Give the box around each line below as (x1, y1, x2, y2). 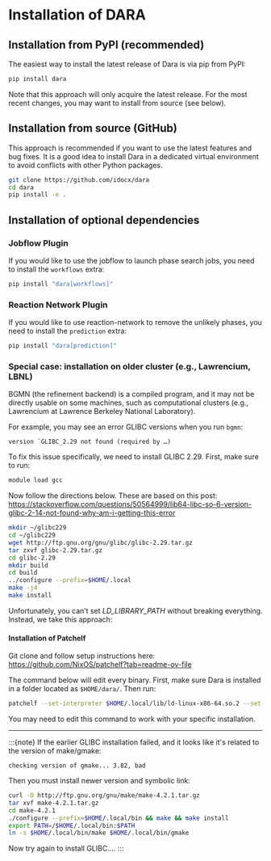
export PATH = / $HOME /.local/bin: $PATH (8, 821, 135, 829)
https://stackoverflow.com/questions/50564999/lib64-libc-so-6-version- (8, 500, 252, 509)
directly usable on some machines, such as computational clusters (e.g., (8, 398, 248, 407)
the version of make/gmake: (8, 746, 102, 756)
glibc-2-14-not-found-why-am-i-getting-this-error (8, 508, 176, 518)
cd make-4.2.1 (8, 806, 56, 814)
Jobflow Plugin (8, 237, 69, 248)
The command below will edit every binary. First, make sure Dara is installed (8, 675, 261, 685)
